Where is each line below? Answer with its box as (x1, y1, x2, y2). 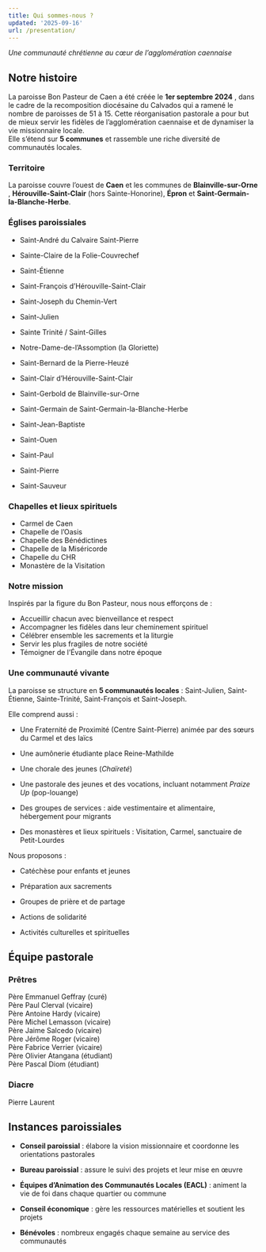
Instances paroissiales (8, 1120, 123, 1134)
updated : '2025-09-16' (8, 19, 83, 27)
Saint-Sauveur (19, 481, 67, 490)
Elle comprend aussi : (8, 709, 78, 718)
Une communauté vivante (8, 668, 109, 679)
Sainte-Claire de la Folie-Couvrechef (19, 251, 140, 260)
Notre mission (8, 580, 63, 592)
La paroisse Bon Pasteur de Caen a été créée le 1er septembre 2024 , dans (8, 92, 255, 101)
